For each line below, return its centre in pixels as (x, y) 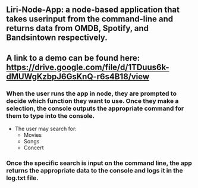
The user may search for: (46, 129)
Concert (34, 148)
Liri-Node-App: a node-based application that (93, 10)
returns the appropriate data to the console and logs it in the (95, 170)
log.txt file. (22, 178)
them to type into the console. (51, 115)
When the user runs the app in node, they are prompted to (92, 93)
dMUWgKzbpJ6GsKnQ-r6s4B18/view (78, 76)
